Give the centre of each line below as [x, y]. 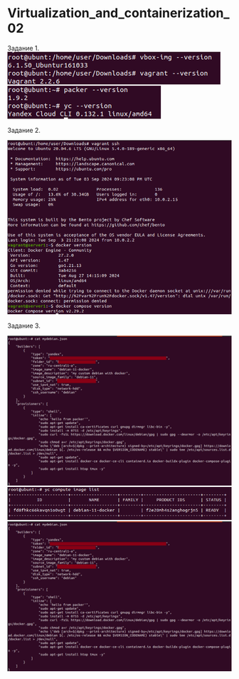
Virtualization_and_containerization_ [118, 13]
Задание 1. [23, 48]
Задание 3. [24, 326]
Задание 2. [24, 130]
